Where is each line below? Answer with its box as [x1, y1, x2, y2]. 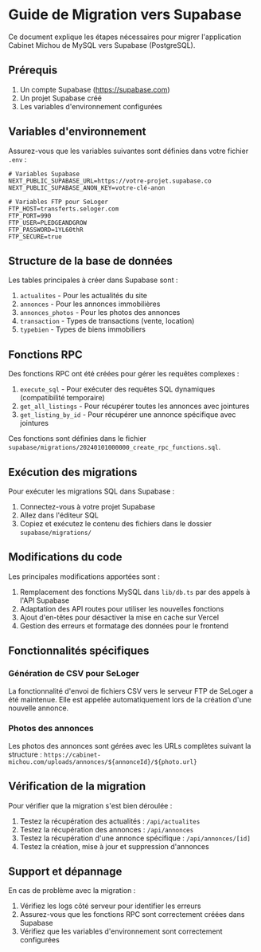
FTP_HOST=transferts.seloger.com [8, 205, 119, 213]
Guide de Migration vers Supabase [8, 6, 242, 24]
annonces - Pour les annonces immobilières [19, 299, 161, 309]
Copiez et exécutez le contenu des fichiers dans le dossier [19, 519, 212, 528]
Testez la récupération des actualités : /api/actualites [19, 816, 201, 826]
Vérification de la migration [8, 780, 146, 793]
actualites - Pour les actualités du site [19, 291, 147, 301]
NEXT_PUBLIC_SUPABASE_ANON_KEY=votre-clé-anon [8, 183, 166, 192]
